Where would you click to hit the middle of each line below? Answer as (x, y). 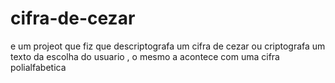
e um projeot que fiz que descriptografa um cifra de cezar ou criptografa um (168, 46)
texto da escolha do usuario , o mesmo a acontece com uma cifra (145, 56)
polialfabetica (38, 67)
